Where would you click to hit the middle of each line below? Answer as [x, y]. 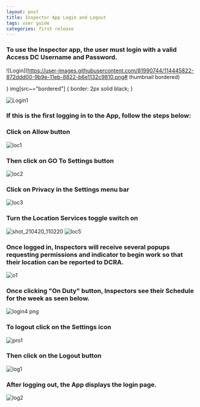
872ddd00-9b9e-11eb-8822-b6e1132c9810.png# [67, 77]
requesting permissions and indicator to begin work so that [95, 254]
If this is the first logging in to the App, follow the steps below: [99, 116]
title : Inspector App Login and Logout [56, 17]
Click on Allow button [38, 132]
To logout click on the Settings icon [59, 327]
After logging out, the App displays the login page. [82, 385]
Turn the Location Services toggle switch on [72, 218]
